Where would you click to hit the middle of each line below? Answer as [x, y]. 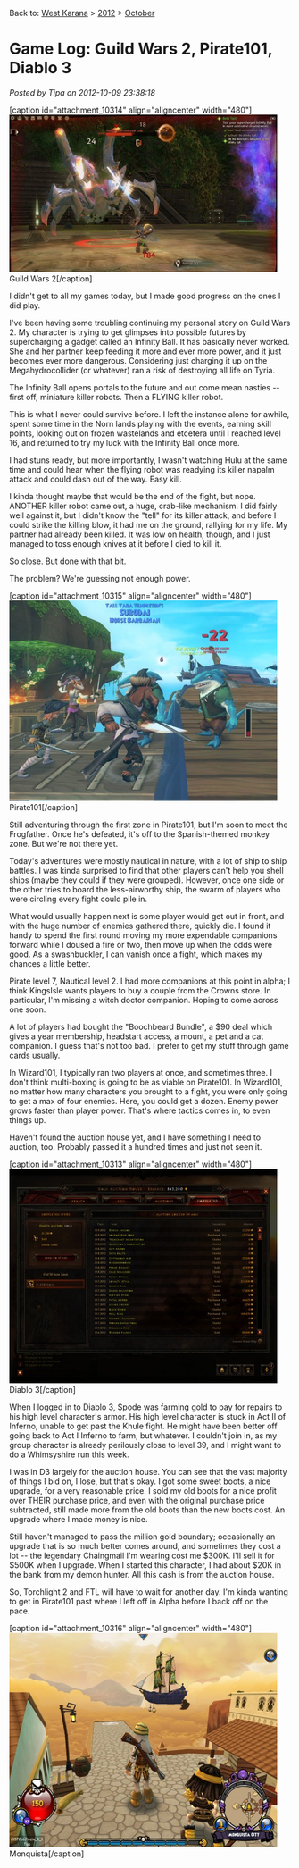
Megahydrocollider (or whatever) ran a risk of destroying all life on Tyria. [142, 370]
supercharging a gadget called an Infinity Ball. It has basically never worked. [149, 341]
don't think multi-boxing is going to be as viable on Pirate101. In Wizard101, [146, 1082]
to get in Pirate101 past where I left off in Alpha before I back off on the [139, 1601]
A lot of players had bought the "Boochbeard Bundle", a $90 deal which [141, 1026]
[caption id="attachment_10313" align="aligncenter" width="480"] [131, 1164]
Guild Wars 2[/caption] [51, 278]
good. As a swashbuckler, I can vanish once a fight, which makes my [136, 954]
